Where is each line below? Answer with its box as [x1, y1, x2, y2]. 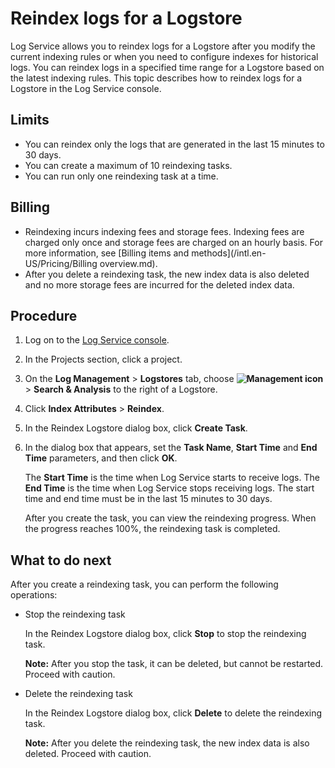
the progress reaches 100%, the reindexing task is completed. [24, 523, 281, 535]
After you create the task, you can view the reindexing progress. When [24, 512, 317, 524]
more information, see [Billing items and [24, 247, 190, 259]
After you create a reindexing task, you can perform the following [10, 578, 279, 591]
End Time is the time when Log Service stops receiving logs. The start [24, 482, 315, 494]
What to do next [10, 552, 112, 569]
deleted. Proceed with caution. [24, 748, 152, 760]
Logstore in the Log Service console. [10, 82, 162, 94]
